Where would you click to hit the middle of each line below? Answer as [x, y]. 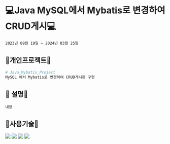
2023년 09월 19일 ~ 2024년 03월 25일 [42, 43]
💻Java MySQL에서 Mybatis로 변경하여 [86, 10]
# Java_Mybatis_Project [30, 72]
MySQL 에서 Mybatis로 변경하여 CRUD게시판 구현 [50, 77]
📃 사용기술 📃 [22, 124]
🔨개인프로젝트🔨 [28, 61]
